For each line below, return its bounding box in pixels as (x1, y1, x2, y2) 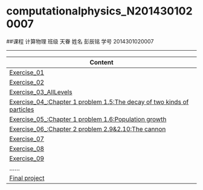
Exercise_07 (9, 135, 44, 143)
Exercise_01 (9, 68, 44, 77)
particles (9, 105, 34, 113)
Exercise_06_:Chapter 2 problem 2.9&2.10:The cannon (9, 125, 166, 133)
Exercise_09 (9, 154, 44, 162)
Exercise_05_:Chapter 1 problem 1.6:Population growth (9, 115, 167, 123)
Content (89, 58, 114, 66)
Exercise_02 (9, 78, 44, 86)
